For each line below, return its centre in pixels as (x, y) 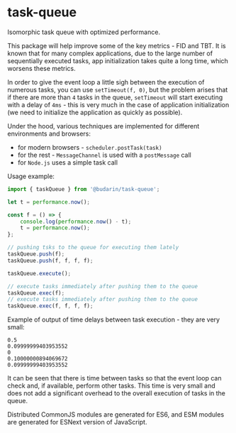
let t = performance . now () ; (49, 202)
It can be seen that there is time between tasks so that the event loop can (114, 378)
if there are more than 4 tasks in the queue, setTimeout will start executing (115, 97)
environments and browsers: (49, 133)
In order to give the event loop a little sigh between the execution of (106, 82)
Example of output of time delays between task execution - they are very (114, 319)
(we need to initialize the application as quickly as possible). (95, 112)
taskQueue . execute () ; (39, 273)
